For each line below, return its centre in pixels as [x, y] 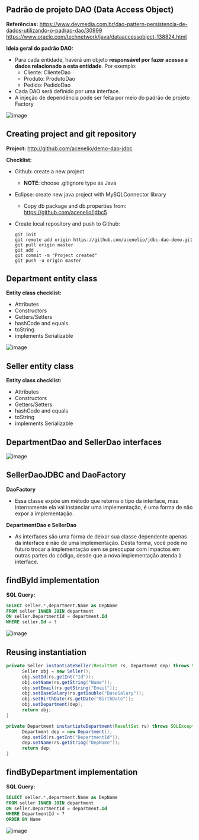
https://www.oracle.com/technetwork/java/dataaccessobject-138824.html [97, 37]
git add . [27, 250]
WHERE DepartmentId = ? [36, 814]
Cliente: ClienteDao [47, 72]
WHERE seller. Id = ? [32, 622]
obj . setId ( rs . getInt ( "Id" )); [58, 677]
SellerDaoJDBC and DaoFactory [66, 475]
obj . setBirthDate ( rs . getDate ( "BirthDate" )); [78, 699]
